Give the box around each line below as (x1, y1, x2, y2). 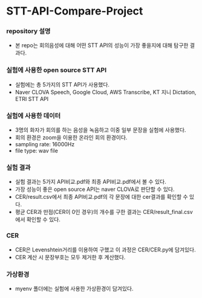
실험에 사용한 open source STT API (6, 66, 107, 74)
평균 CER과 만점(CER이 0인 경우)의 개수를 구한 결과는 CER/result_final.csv (15, 209, 193, 216)
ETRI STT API (15, 95, 49, 102)
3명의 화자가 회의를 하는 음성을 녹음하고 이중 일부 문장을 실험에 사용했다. (15, 126, 186, 134)
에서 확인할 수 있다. (15, 216, 60, 223)
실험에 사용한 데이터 (6, 111, 61, 120)
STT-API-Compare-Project (6, 4, 143, 18)
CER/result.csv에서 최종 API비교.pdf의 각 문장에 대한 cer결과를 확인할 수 (15, 193, 189, 201)
